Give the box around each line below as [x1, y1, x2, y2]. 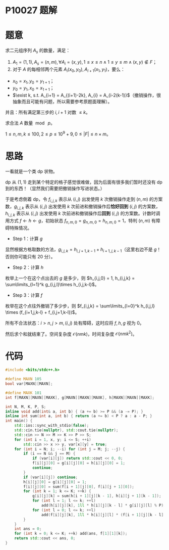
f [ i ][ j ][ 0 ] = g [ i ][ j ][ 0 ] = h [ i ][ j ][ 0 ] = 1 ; [32, 461, 125, 466]
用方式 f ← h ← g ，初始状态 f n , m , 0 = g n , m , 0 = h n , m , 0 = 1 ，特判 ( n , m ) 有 [5, 218, 156, 225]
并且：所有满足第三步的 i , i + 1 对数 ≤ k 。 [5, 109, 91, 115]
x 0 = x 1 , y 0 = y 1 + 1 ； [12, 78, 54, 85]
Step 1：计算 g [12, 236, 43, 242]
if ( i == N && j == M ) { [23, 451, 76, 456]
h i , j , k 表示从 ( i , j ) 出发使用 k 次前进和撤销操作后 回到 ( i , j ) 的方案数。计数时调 [5, 210, 160, 218]
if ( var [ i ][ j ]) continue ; [23, 475, 78, 480]
